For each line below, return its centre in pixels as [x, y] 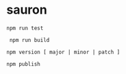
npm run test [25, 28]
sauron [27, 10]
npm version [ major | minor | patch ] [63, 52]
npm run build [29, 40]
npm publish [23, 64]
